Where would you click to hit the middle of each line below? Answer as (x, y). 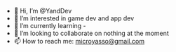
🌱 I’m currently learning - (50, 26)
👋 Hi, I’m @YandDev (43, 11)
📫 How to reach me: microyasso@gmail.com (79, 41)
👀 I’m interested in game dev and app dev (74, 18)
